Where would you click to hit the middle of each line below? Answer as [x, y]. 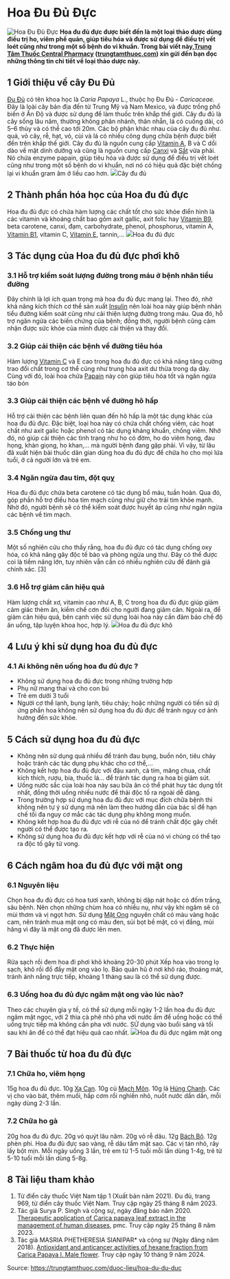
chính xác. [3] [27, 569]
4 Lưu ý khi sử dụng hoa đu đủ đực [82, 647]
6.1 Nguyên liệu [33, 885]
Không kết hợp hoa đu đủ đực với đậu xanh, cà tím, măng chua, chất [114, 771]
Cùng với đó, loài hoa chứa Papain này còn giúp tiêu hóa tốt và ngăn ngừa [112, 376]
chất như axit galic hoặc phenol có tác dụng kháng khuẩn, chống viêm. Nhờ [114, 430]
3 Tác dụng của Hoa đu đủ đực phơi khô [93, 256]
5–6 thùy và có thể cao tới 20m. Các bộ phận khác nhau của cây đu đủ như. [114, 128]
